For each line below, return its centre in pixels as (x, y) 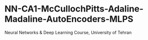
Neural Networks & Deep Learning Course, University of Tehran (68, 32)
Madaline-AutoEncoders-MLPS (69, 19)
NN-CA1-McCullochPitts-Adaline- (74, 9)
